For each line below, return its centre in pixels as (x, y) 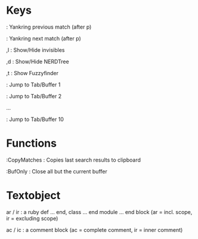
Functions (31, 143)
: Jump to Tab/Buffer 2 (34, 96)
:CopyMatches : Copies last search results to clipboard (74, 160)
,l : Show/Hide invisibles (35, 50)
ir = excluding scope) (32, 218)
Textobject (33, 196)
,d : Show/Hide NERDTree (38, 61)
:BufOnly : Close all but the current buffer (57, 171)
